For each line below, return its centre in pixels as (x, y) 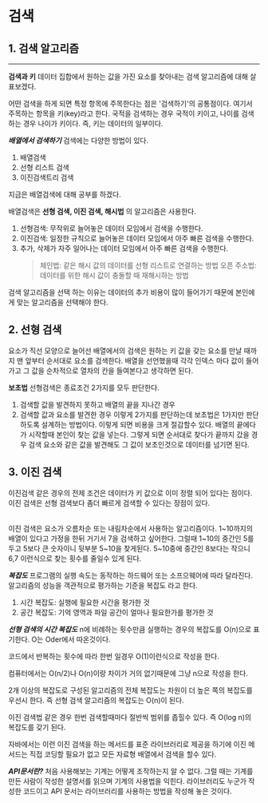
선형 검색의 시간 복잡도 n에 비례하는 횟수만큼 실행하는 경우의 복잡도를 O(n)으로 (130, 629)
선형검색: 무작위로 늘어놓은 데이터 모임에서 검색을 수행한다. (111, 228)
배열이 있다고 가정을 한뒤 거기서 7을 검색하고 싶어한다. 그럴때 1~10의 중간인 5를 (131, 538)
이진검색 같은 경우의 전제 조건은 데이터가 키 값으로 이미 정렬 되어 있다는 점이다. (130, 493)
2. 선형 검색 (35, 330)
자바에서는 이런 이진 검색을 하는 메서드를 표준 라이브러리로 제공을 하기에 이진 (128, 744)
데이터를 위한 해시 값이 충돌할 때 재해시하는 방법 (114, 275)
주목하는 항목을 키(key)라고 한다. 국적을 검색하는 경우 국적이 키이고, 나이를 (124, 113)
